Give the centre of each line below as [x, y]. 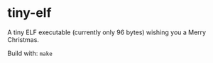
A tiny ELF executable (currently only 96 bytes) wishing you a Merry [107, 32]
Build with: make [30, 53]
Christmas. [23, 39]
